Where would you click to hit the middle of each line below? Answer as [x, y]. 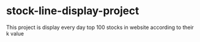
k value [15, 33]
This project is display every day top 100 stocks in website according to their [100, 27]
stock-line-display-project [73, 11]
